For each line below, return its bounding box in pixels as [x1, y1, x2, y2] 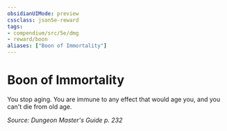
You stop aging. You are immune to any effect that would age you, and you [7, 95, 221, 103]
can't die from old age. [7, 102, 72, 111]
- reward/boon [7, 36, 49, 43]
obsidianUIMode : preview [7, 10, 79, 17]
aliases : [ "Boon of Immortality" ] [7, 42, 108, 49]
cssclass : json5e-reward [7, 17, 79, 24]
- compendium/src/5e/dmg [7, 29, 79, 37]
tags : [7, 23, 23, 30]
